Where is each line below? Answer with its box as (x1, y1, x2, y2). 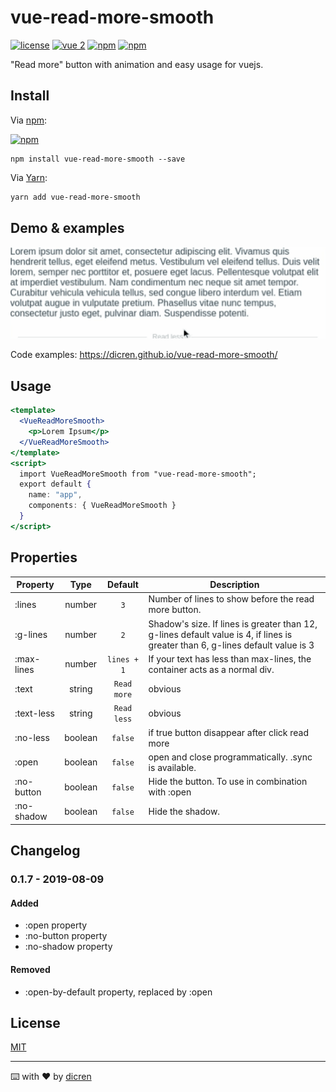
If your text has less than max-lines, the (148, 652, 312, 665)
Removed (10, 963, 51, 975)
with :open (148, 786, 192, 798)
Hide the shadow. (148, 805, 221, 817)
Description (209, 579, 260, 591)
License (10, 1014, 61, 1031)
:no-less (14, 732, 50, 744)
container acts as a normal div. (148, 663, 275, 675)
